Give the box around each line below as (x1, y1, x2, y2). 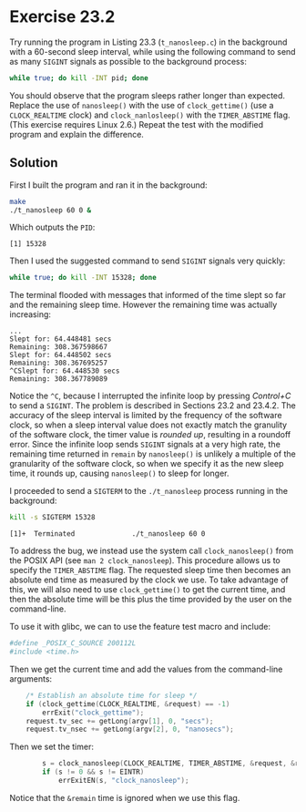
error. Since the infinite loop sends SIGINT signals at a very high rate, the (9, 439, 280, 450)
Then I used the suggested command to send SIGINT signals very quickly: (9, 255, 286, 266)
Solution (9, 155, 58, 170)
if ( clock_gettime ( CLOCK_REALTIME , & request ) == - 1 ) (25, 699, 230, 708)
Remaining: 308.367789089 (9, 375, 107, 384)
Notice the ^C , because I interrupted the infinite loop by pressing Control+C (9, 390, 291, 402)
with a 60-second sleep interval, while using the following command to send (9, 46, 296, 57)
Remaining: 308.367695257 (9, 358, 107, 368)
